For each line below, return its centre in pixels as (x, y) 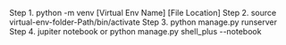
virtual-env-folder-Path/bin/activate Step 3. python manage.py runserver (143, 22)
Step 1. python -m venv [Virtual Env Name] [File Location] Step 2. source (143, 13)
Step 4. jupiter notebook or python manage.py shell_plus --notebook (135, 31)
